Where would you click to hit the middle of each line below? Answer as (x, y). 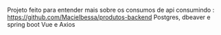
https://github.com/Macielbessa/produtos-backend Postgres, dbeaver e (109, 17)
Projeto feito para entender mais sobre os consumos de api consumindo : (111, 10)
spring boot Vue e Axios (41, 24)
